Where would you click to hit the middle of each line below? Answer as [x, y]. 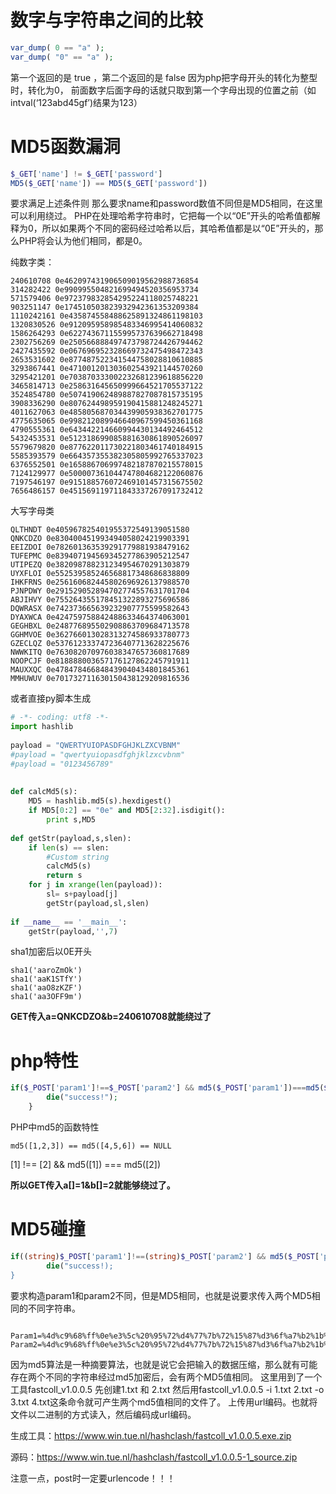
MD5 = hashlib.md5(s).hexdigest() [100, 801]
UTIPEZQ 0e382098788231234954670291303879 [100, 565]
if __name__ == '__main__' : [69, 922]
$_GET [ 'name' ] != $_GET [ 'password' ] [86, 174]
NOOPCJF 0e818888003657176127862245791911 [100, 661]
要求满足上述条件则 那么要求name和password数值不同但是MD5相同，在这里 [167, 203]
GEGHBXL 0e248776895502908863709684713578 [100, 626]
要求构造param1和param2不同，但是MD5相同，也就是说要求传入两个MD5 [161, 1295]
